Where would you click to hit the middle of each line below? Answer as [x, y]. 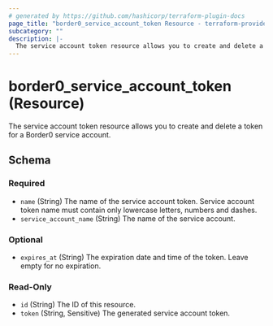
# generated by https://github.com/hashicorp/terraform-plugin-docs [127, 16]
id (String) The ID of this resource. [78, 305]
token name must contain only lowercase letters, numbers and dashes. [139, 210]
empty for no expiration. [61, 266]
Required [27, 184]
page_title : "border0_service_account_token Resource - [105, 24]
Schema [30, 161]
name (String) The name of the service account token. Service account [137, 201]
